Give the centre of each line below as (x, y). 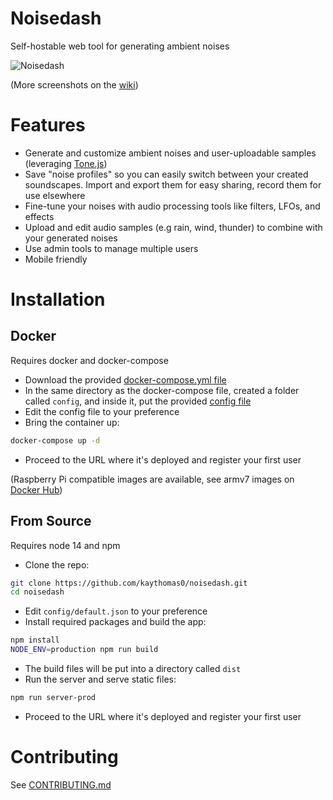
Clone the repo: (57, 564)
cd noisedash (37, 592)
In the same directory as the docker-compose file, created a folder (162, 390)
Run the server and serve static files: (100, 679)
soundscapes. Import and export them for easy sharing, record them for (173, 184)
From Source (51, 521)
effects (39, 216)
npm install (35, 640)
